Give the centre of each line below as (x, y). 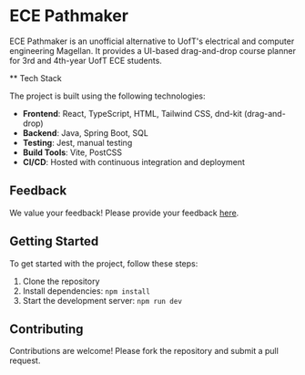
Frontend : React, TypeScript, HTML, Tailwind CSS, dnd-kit (132, 113)
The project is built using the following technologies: (107, 96)
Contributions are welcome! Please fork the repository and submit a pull (144, 351)
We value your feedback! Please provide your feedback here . (124, 213)
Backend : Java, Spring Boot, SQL (85, 132)
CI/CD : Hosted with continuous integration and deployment (134, 161)
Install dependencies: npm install (86, 291)
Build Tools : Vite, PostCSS (72, 152)
